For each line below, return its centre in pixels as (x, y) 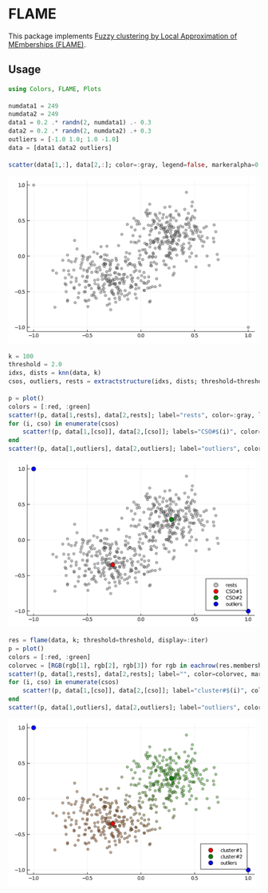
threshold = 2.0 (35, 365)
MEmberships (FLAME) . (47, 44)
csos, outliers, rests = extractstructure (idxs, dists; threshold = (123, 381)
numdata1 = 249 (33, 106)
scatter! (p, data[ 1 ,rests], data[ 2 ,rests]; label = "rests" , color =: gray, (132, 415)
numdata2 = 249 (33, 114)
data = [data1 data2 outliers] (60, 148)
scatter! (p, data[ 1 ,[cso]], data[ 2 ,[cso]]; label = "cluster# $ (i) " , (135, 691)
